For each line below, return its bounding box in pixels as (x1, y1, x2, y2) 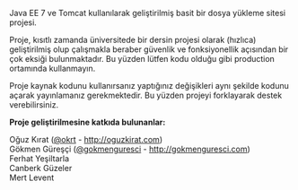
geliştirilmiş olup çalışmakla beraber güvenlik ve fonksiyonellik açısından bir (9, 44, 289, 55)
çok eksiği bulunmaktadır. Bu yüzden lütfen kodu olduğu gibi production (9, 54, 276, 64)
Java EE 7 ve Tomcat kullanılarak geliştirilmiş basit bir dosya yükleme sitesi (9, 8, 285, 18)
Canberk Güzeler (9, 163, 73, 173)
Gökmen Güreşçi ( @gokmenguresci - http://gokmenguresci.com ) (9, 143, 251, 154)
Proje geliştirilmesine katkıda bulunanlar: (9, 117, 166, 127)
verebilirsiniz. (9, 99, 59, 110)
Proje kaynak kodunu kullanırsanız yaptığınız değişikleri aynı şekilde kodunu (9, 81, 289, 91)
